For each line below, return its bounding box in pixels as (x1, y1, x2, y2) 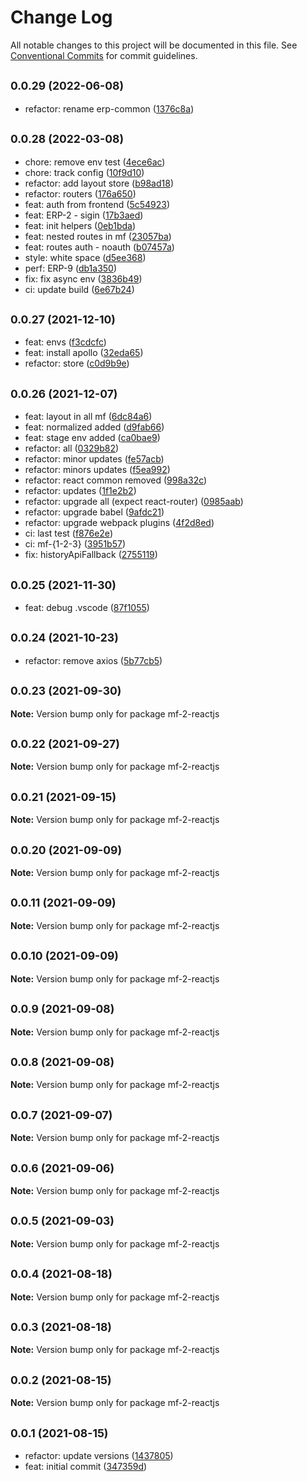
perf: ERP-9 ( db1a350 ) (24, 262, 118, 274)
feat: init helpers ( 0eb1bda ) (24, 219, 137, 231)
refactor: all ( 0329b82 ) (24, 442, 120, 455)
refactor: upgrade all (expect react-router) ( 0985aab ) (24, 496, 244, 508)
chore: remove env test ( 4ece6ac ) (24, 156, 166, 168)
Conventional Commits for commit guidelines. (10, 49, 198, 61)
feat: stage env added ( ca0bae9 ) (24, 432, 161, 444)
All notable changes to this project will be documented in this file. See (10, 39, 298, 51)
